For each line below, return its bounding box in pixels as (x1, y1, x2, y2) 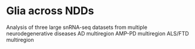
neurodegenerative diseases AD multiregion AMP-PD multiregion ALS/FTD (6, 30, 189, 37)
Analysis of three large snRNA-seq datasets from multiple (6, 24, 148, 31)
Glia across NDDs (6, 4, 94, 18)
